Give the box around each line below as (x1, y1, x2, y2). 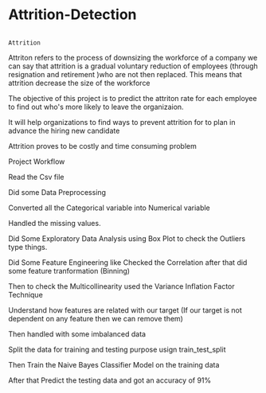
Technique (8, 290, 44, 299)
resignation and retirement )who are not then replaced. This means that (8, 69, 243, 79)
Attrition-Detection (8, 6, 137, 24)
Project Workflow (8, 157, 65, 166)
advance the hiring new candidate (8, 126, 120, 135)
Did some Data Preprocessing (8, 187, 106, 196)
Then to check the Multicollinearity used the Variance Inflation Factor (8, 281, 235, 291)
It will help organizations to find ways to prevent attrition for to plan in (8, 117, 236, 126)
